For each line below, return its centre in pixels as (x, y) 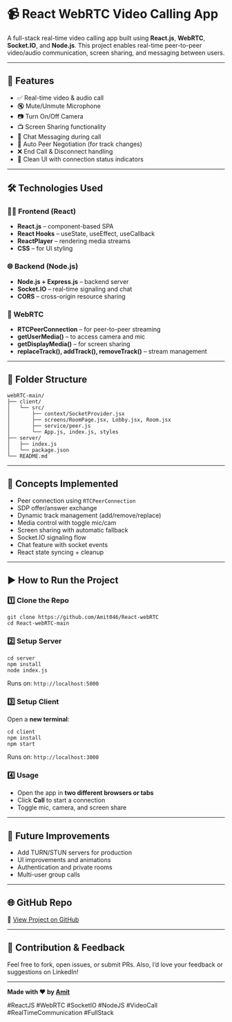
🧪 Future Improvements (59, 836)
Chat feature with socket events (62, 544)
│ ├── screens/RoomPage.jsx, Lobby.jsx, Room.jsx (89, 420)
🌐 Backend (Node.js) (43, 267)
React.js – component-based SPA (65, 226)
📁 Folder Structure (47, 380)
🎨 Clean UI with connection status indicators (80, 159)
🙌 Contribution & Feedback (66, 948)
